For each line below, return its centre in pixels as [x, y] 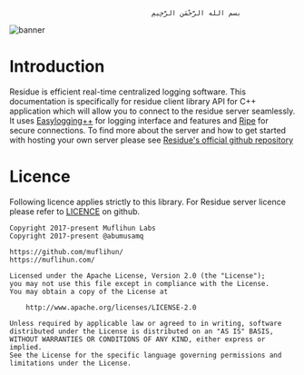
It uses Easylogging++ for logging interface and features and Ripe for [139, 120]
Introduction [57, 67]
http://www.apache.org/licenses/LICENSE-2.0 [111, 307]
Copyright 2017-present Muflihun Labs [83, 228]
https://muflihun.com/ [52, 260]
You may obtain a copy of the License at [89, 291]
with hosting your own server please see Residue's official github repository [152, 140]
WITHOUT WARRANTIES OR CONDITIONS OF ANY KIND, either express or [137, 339]
